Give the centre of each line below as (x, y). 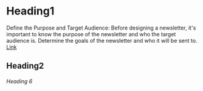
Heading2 (25, 66)
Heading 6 (19, 81)
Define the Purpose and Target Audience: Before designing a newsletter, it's (101, 28)
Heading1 (30, 11)
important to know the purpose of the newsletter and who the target (91, 34)
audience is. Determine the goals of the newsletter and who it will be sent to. (102, 40)
